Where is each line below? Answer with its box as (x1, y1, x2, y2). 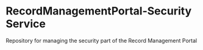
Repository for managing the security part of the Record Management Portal (5, 37, 198, 44)
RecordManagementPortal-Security (5, 4, 192, 18)
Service (5, 17, 46, 31)
